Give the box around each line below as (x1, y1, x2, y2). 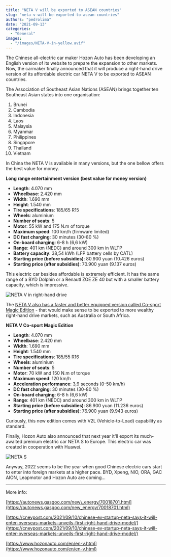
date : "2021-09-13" (6, 21, 47, 27)
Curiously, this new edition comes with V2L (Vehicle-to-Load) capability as (6, 417, 162, 423)
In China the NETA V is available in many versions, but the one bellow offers (6, 160, 164, 166)
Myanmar (13, 128, 33, 135)
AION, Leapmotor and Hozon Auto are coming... (6, 474, 106, 481)
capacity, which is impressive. (6, 281, 69, 288)
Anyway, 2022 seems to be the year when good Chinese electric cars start (6, 463, 162, 469)
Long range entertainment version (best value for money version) (6, 175, 147, 181)
